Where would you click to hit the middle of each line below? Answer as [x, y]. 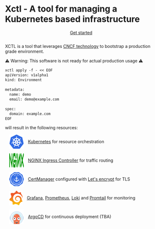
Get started [81, 32]
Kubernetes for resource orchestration [66, 142]
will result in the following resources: [42, 127]
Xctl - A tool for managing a [61, 9]
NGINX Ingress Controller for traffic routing [71, 160]
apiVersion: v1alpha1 [27, 75]
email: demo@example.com [34, 99]
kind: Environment [23, 80]
